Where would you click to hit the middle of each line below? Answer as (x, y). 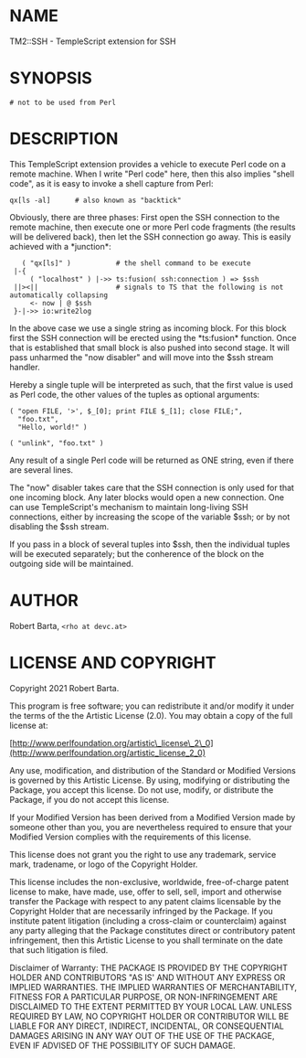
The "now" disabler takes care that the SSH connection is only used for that (152, 487)
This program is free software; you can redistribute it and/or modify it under (152, 706)
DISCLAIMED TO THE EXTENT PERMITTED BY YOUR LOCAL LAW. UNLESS (151, 1006)
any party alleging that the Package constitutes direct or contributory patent (153, 930)
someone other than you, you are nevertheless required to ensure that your (151, 827)
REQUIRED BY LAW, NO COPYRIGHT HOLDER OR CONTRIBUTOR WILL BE (149, 1016)
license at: (29, 725)
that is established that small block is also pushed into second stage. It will (149, 347)
